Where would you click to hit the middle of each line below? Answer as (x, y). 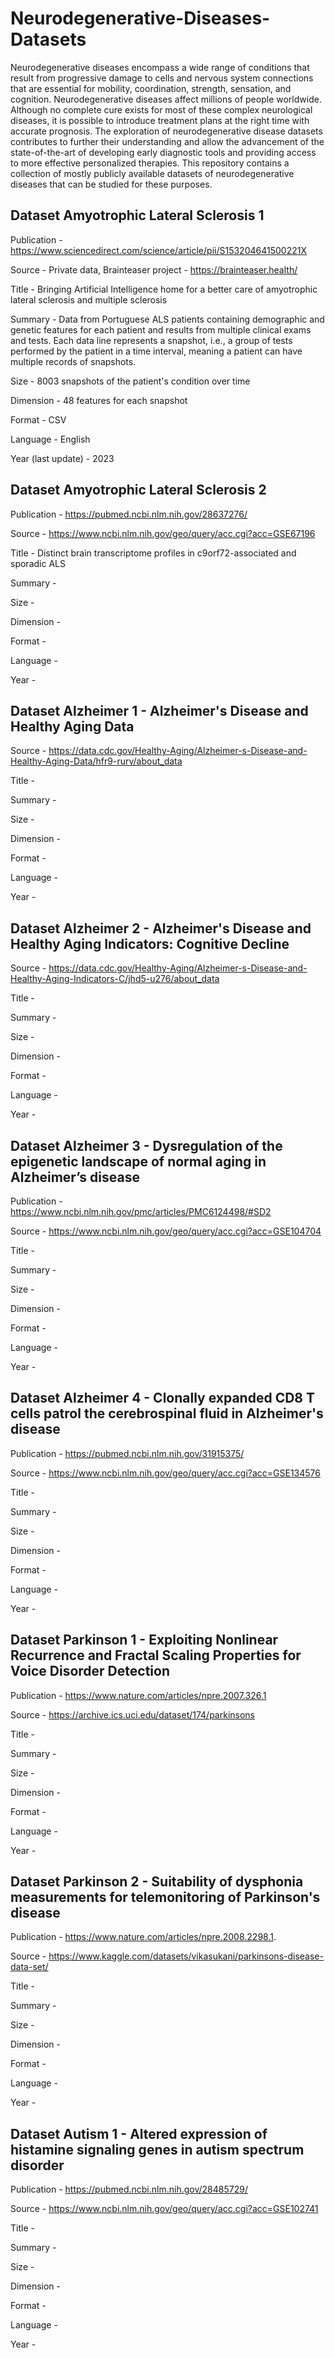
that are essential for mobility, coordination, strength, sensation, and (151, 88)
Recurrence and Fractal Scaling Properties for (156, 1655)
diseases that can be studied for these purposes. (111, 184)
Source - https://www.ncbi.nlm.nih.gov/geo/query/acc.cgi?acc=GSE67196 (163, 533)
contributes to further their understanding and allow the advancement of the (167, 141)
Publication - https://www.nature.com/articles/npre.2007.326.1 (138, 1695)
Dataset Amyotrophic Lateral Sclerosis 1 (137, 215)
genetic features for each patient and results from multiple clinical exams (161, 329)
